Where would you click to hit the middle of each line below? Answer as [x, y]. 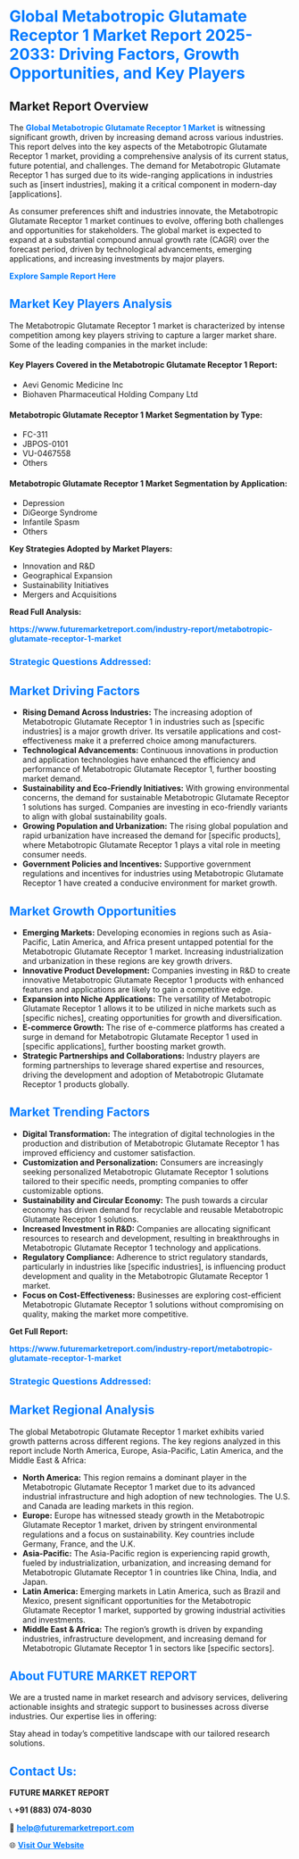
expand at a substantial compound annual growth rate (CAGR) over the [139, 240]
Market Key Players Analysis [91, 304]
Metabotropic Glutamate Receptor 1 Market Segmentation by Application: [149, 483]
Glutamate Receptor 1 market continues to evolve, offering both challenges [146, 221]
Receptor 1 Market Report [106, 35]
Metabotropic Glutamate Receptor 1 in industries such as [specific [143, 722]
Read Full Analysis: [46, 612]
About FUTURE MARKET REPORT [104, 1676]
